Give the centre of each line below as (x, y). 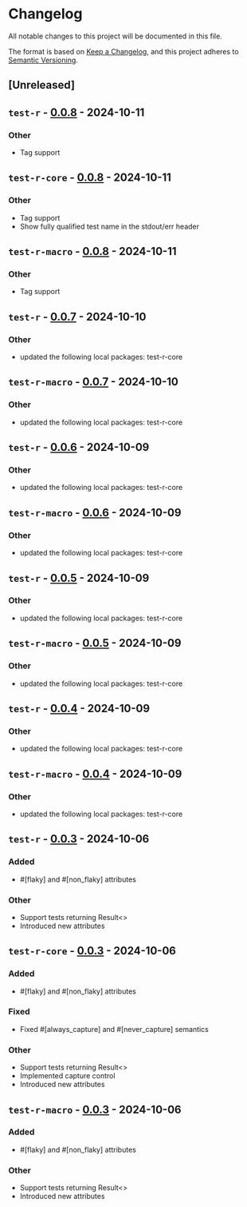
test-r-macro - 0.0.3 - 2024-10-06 (95, 1109)
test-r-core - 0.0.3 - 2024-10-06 (92, 951)
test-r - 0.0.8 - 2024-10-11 (76, 112)
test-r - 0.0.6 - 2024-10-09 (79, 447)
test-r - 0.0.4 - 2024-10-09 (79, 708)
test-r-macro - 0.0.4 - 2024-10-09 (95, 773)
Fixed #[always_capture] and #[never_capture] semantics (114, 1029)
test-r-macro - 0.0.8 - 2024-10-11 (92, 251)
